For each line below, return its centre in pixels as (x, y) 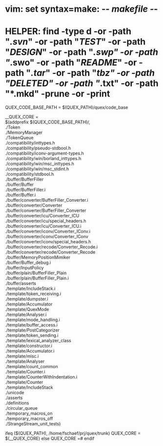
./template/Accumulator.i (30, 351)
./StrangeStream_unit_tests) (33, 424)
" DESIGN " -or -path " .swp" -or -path (82, 52)
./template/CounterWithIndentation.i (41, 377)
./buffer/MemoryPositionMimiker (38, 258)
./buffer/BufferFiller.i (25, 190)
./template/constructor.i (29, 346)
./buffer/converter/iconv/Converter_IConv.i (48, 232)
